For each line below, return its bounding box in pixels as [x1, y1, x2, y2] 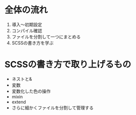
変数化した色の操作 [11, 88, 51, 94]
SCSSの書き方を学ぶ [11, 40, 54, 46]
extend [11, 99, 27, 105]
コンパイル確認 [11, 27, 42, 33]
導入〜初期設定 [11, 22, 42, 27]
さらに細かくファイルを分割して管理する [11, 105, 94, 111]
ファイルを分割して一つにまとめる [11, 34, 81, 40]
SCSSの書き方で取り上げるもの [4, 59, 131, 70]
